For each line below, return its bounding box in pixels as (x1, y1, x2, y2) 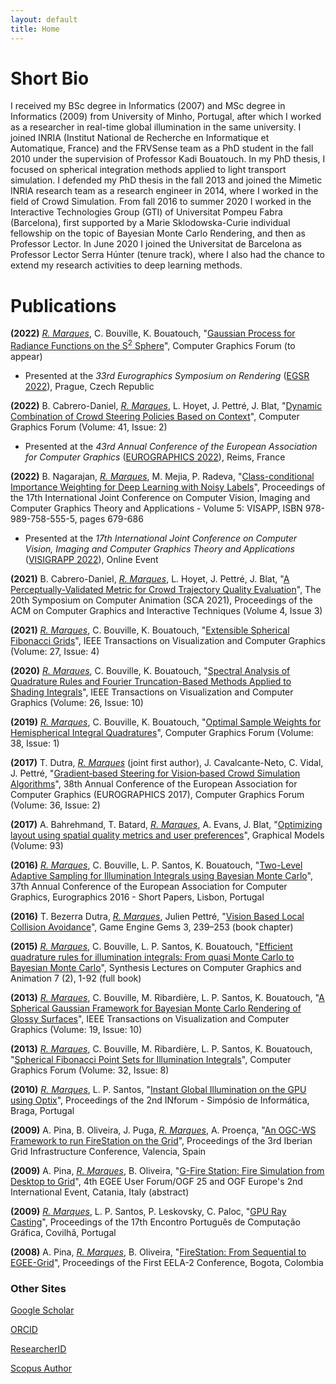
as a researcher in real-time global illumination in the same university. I (10, 121, 302, 133)
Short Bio (10, 67, 90, 90)
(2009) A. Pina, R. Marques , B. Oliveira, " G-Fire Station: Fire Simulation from (10, 1165, 325, 1177)
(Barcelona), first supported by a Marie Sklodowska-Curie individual (10, 217, 291, 229)
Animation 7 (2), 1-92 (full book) (10, 972, 142, 985)
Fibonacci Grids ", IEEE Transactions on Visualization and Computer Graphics (10, 635, 326, 647)
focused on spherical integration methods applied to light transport (10, 164, 287, 176)
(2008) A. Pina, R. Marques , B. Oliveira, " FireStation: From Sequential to (10, 1246, 307, 1258)
